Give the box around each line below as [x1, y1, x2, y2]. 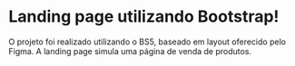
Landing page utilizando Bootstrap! [8, 6, 280, 27]
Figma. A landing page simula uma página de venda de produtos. [8, 45, 251, 56]
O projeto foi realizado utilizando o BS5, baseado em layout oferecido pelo [8, 36, 287, 47]
